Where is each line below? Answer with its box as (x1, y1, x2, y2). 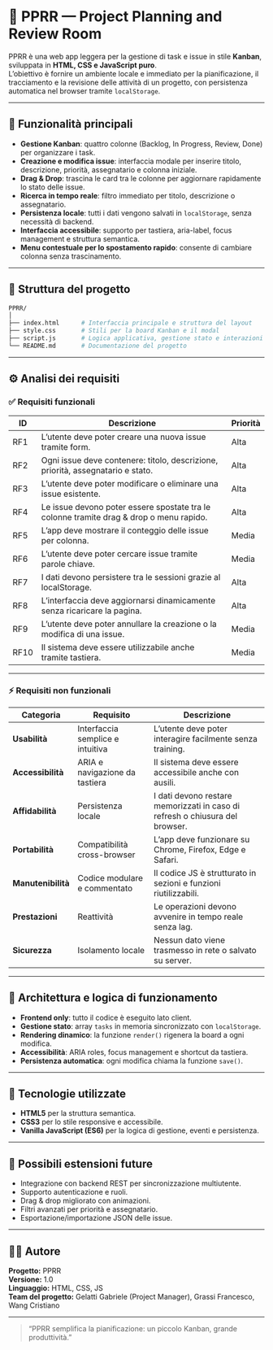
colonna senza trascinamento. (19, 251, 122, 261)
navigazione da (76, 766, 136, 777)
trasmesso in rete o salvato (154, 944, 258, 956)
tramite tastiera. (41, 651, 102, 663)
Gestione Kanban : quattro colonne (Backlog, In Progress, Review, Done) (19, 138, 263, 149)
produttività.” (28, 1333, 72, 1343)
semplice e (76, 733, 119, 744)
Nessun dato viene (154, 934, 226, 946)
